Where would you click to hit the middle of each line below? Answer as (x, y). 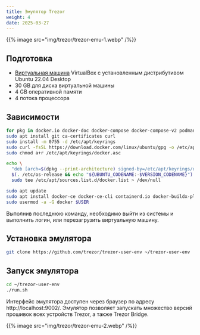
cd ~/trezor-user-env (33, 284)
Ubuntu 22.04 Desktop (43, 79)
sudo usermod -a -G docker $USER (48, 202)
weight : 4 (18, 17)
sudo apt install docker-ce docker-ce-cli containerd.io (78, 196)
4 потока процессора (42, 98)
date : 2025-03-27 (28, 23)
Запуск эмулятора (43, 271)
